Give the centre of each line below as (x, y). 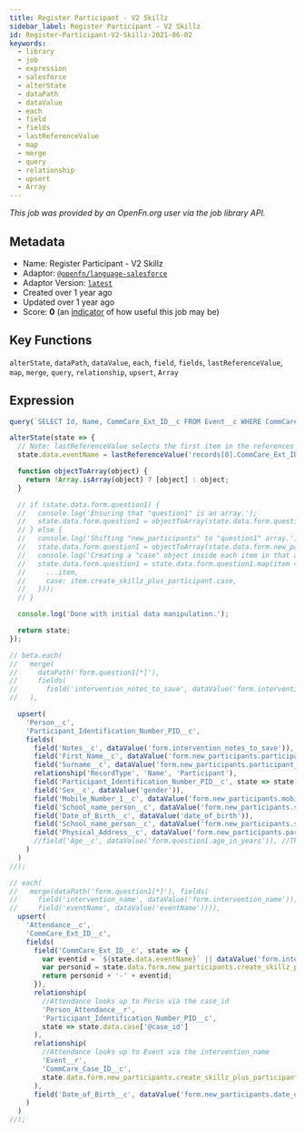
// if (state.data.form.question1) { (89, 505)
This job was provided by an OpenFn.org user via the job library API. (138, 213)
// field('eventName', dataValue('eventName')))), (115, 908)
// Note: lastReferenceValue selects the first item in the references (156, 447)
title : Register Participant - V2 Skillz (89, 18)
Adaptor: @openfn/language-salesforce (95, 273)
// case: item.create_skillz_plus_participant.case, (128, 581)
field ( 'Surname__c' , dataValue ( (94, 765)
